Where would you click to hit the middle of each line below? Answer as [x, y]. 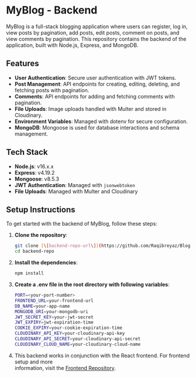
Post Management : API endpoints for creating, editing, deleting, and [97, 84]
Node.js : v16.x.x [34, 166]
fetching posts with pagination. [52, 90]
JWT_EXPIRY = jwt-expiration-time [54, 322]
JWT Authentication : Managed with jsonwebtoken [75, 185]
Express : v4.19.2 [35, 172]
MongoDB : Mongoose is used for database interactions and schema [97, 127]
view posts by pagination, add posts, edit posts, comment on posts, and [93, 32]
